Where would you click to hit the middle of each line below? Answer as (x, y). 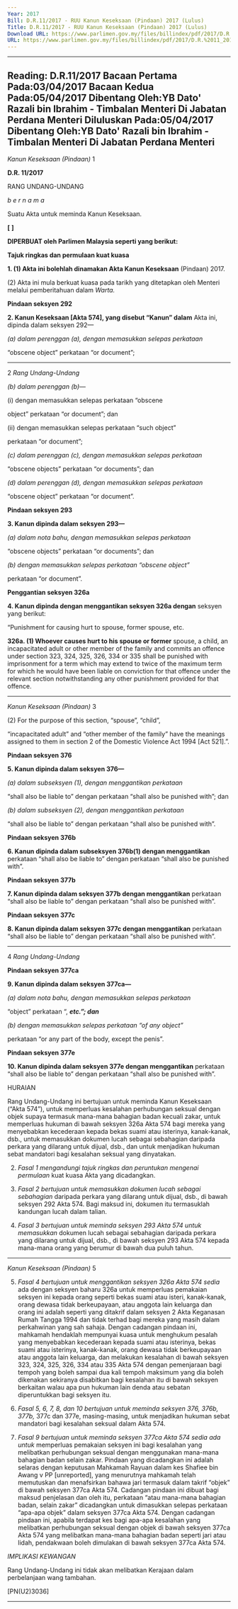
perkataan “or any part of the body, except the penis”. (86, 1039)
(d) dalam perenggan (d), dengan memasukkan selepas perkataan (105, 482)
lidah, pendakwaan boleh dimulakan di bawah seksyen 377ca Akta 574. (121, 1542)
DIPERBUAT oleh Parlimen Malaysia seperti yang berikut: (93, 241)
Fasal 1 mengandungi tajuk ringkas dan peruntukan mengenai (108, 1167)
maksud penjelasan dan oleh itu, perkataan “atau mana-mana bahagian (121, 1497)
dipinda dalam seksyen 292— (51, 325)
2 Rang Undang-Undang (44, 373)
